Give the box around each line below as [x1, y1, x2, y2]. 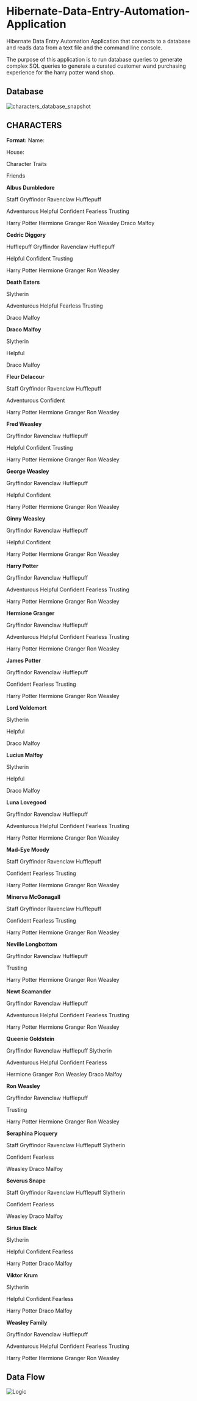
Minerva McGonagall [6, 893, 61, 901]
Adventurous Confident [6, 397, 65, 404]
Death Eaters [6, 278, 40, 286]
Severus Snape [6, 1176, 46, 1184]
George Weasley [6, 467, 49, 475]
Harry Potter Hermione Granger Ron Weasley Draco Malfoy [6, 219, 155, 226]
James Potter [6, 657, 41, 664]
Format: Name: [6, 136, 45, 144]
